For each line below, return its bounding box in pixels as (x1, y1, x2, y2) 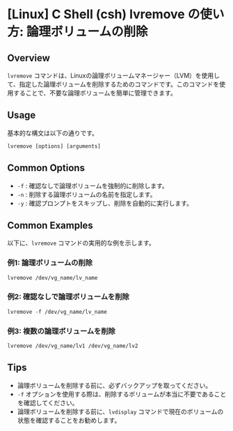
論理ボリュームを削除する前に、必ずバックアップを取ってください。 (17, 381, 212, 389)
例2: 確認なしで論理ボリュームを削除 (7, 292, 130, 302)
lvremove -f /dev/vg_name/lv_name (7, 308, 108, 315)
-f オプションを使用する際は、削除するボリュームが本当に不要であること (17, 390, 227, 398)
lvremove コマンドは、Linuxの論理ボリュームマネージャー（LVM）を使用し (7, 71, 220, 80)
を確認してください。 (17, 398, 79, 407)
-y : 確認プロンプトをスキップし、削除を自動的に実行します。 (17, 199, 193, 207)
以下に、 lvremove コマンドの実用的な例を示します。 (7, 239, 155, 248)
